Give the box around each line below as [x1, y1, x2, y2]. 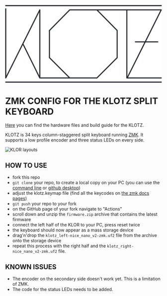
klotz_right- [106, 244, 134, 249]
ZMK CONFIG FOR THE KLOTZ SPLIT [5, 95, 158, 106]
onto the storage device [12, 238, 62, 244]
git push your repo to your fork [12, 201, 77, 207]
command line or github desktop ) [12, 185, 81, 191]
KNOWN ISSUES [5, 263, 57, 271]
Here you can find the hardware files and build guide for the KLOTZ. [5, 122, 144, 128]
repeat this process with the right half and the [12, 243, 106, 249]
